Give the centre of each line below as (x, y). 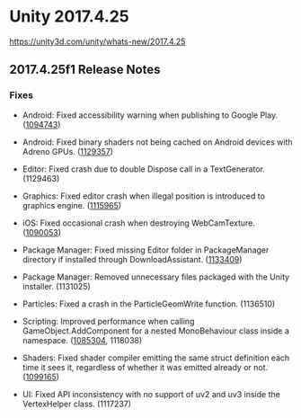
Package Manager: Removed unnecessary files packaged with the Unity (156, 277)
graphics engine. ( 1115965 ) (72, 205)
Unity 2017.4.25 (69, 17)
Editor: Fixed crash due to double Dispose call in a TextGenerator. (143, 169)
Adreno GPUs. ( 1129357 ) (68, 151)
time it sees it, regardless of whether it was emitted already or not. (145, 367)
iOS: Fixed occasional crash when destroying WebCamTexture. (139, 223)
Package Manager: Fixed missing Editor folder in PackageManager (146, 250)
